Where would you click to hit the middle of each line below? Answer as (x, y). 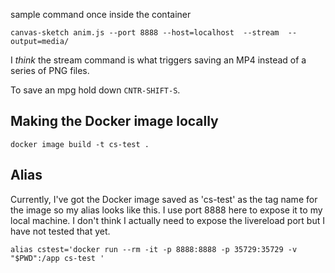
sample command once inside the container (101, 14)
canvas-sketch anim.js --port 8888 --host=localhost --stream (145, 33)
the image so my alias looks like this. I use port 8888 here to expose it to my (166, 210)
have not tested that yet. (60, 231)
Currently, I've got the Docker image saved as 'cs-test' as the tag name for (164, 199)
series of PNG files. (50, 70)
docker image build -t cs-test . (80, 144)
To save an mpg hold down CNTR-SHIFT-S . (95, 90)
